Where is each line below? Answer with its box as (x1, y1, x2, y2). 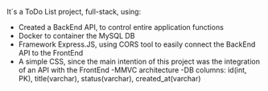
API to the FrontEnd (18, 48, 84, 57)
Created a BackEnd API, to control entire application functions (18, 23, 224, 31)
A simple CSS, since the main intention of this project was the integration (18, 56, 260, 66)
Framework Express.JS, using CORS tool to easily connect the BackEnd (18, 39, 256, 49)
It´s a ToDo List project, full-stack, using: (6, 7, 142, 16)
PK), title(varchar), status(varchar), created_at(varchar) (18, 74, 201, 83)
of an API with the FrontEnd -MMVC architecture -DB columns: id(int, (18, 65, 247, 75)
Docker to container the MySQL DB (18, 31, 135, 40)
